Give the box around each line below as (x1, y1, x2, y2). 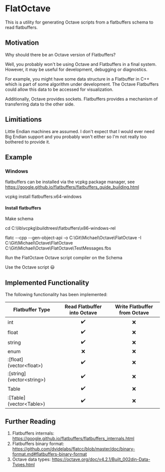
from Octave (119, 309, 149, 316)
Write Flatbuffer (115, 303, 153, 310)
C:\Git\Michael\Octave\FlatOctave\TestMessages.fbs (5, 245, 111, 251)
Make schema (5, 216, 33, 222)
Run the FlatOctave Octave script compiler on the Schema (5, 255, 123, 261)
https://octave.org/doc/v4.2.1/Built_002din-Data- (52, 456, 151, 462)
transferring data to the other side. (5, 101, 75, 107)
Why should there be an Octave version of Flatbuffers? (5, 52, 116, 57)
